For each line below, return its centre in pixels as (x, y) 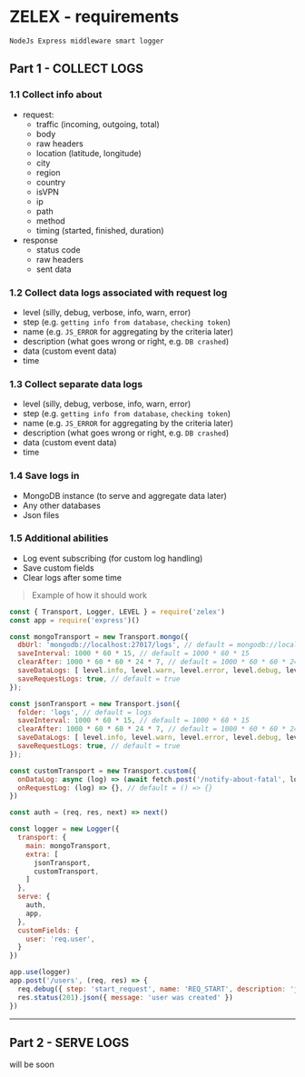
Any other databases (62, 505)
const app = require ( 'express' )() (75, 620)
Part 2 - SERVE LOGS (69, 1042)
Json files (41, 514)
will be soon (32, 1064)
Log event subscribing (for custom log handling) (113, 558)
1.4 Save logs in (44, 476)
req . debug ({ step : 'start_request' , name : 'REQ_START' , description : (152, 989)
